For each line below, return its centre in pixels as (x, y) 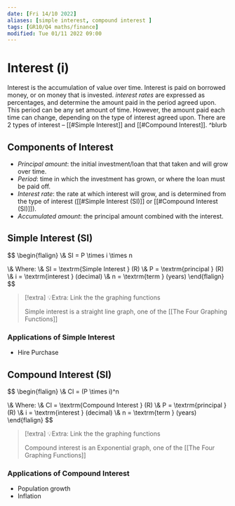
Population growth (44, 488)
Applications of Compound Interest (68, 473)
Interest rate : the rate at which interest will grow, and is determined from (122, 194)
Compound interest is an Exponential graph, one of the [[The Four (120, 448)
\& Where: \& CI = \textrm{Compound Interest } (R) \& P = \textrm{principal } (117, 405)
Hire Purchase (38, 353)
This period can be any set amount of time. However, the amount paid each (116, 110)
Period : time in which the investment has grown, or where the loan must (121, 179)
